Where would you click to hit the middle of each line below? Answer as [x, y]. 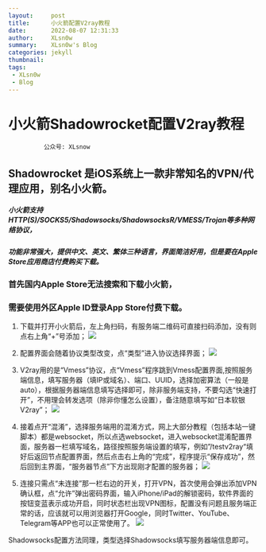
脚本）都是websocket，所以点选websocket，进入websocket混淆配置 [133, 437]
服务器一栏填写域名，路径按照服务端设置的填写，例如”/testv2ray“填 [144, 447]
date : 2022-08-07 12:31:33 [64, 30]
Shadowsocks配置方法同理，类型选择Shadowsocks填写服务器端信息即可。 [131, 540]
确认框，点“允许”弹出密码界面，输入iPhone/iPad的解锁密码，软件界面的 [137, 493]
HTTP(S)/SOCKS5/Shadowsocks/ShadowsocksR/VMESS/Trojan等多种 [128, 220]
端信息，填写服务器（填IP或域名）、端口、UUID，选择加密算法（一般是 [134, 380]
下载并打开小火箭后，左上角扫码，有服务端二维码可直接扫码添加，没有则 [138, 326]
